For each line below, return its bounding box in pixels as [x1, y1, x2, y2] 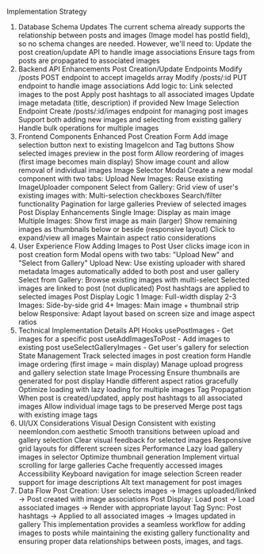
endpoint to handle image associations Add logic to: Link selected [17, 81, 234, 90]
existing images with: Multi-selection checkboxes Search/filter [17, 190, 222, 200]
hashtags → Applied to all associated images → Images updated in [17, 511, 236, 521]
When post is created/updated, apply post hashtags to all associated [17, 393, 243, 402]
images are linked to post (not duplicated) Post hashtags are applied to [17, 283, 250, 293]
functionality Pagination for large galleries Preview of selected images [17, 199, 247, 209]
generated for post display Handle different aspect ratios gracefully [17, 376, 239, 386]
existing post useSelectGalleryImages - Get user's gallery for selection [17, 343, 250, 352]
